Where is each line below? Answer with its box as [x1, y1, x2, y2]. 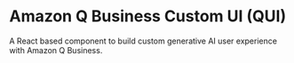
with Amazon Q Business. [9, 44, 103, 55]
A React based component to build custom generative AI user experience [9, 35, 278, 46]
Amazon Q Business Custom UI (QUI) [9, 6, 287, 27]
